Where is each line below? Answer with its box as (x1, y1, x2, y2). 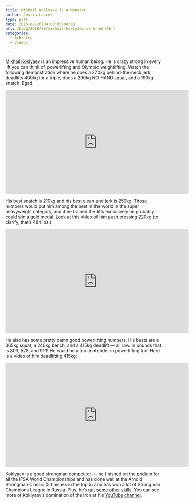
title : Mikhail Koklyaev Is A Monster (5, 7, 86, 13)
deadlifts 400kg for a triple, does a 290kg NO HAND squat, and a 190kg (5, 74, 154, 81)
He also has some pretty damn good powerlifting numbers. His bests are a (5, 337, 159, 343)
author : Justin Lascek (5, 12, 53, 17)
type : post (5, 17, 28, 22)
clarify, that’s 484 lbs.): (5, 219, 53, 225)
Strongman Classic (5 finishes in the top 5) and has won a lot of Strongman (5, 481, 161, 487)
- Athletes (10, 36, 33, 41)
